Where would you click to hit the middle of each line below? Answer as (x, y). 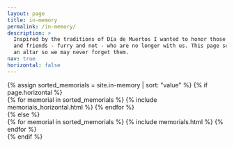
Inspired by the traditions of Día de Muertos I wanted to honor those (120, 40)
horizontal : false (34, 65)
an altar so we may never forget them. (71, 53)
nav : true (22, 59)
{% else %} (24, 114)
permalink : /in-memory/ (42, 26)
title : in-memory (32, 20)
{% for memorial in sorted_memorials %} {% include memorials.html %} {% (116, 121)
